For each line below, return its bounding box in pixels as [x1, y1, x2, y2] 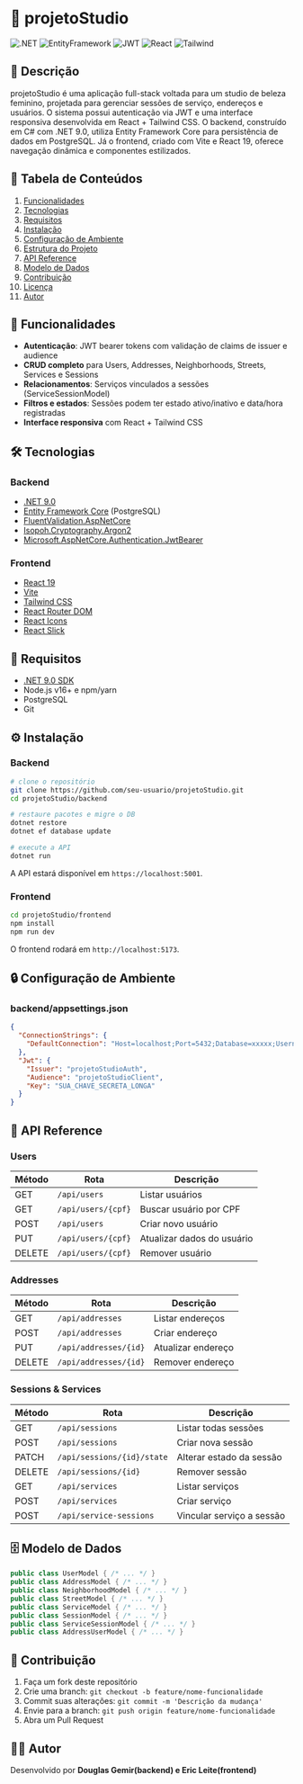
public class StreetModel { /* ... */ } [10, 1594, 165, 1603]
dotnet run [10, 851, 51, 860]
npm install [10, 919, 55, 928]
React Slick [22, 625, 66, 636]
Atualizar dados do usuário [139, 1232, 254, 1244]
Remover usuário [139, 1246, 212, 1259]
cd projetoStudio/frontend [10, 910, 111, 920]
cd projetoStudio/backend [10, 793, 107, 803]
